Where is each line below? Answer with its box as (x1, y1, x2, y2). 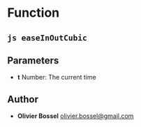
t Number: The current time (17, 73, 96, 82)
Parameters (7, 54, 59, 66)
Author (7, 93, 38, 105)
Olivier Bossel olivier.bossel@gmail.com (17, 112, 134, 120)
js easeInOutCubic (7, 33, 87, 43)
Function (7, 5, 60, 21)
